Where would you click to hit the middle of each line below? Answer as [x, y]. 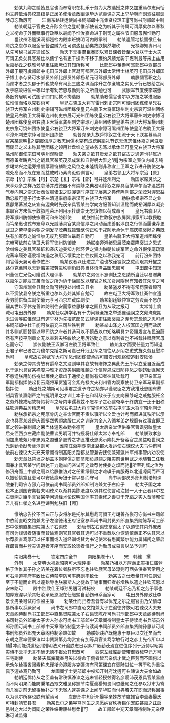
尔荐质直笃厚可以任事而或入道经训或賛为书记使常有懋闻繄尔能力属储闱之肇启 [85, 539]
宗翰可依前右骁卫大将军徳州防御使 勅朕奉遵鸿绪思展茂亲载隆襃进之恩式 [83, 243]
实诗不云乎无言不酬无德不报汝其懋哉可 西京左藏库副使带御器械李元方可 [83, 652]
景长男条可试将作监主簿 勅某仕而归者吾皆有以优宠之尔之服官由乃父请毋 [83, 601]
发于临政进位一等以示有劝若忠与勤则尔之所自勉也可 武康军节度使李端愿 [83, 90]
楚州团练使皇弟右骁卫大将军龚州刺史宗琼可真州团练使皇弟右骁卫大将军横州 [83, 122]
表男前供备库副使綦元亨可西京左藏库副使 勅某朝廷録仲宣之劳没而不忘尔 [83, 300]
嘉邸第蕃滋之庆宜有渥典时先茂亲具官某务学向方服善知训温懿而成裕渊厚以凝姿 [85, 204]
